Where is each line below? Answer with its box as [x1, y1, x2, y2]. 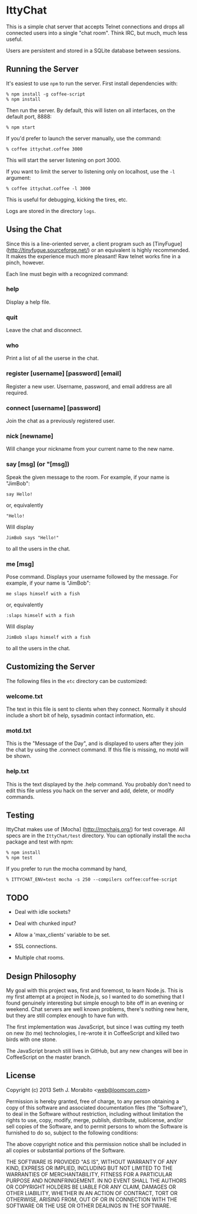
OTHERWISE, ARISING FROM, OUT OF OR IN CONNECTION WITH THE [6, 1196, 178, 1203]
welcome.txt [6, 692, 43, 700]
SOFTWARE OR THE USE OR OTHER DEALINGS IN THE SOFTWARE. [6, 1202, 171, 1209]
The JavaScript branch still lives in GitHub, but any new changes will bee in [6, 1048, 188, 1055]
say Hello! [6, 491, 33, 497]
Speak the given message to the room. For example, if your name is [6, 473, 170, 481]
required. [6, 389, 28, 396]
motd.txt [6, 726, 32, 734]
